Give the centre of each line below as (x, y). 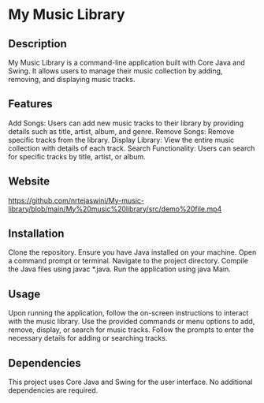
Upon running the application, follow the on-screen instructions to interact (128, 313)
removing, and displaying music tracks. (72, 79)
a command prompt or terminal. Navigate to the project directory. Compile (128, 261)
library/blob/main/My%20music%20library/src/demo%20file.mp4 (115, 209)
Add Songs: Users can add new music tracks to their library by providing (126, 123)
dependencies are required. (53, 390)
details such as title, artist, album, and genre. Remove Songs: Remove (121, 131)
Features (30, 104)
